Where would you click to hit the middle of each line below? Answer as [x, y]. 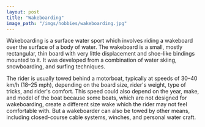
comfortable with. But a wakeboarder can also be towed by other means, [98, 111]
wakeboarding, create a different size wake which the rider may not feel [97, 104]
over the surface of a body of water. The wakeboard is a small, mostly [95, 47]
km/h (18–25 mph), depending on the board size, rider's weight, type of [96, 85]
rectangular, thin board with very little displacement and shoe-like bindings [101, 54]
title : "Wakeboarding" [35, 18]
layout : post [23, 12]
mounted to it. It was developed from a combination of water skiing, [91, 60]
